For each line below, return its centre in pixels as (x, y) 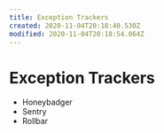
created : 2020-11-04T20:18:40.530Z (75, 26)
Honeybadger (47, 102)
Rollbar (35, 121)
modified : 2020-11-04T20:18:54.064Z (77, 34)
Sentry (34, 112)
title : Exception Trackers (59, 17)
